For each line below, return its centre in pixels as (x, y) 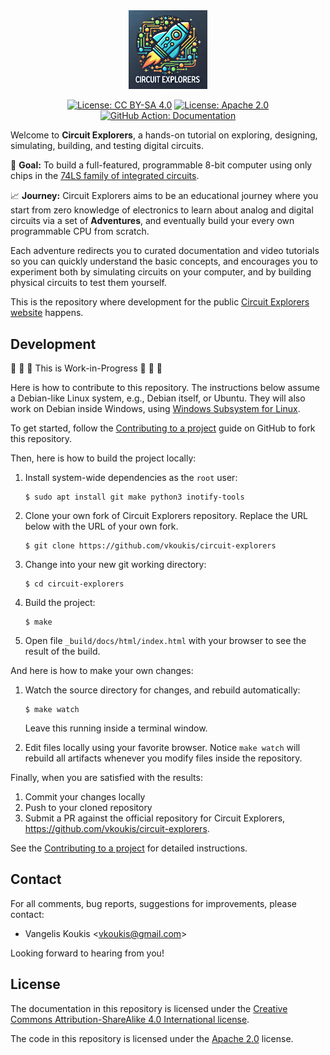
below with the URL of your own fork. (101, 526)
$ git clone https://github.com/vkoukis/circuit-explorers (150, 545)
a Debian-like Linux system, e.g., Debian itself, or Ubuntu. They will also (158, 398)
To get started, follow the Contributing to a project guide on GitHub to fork (163, 428)
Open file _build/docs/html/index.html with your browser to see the (165, 640)
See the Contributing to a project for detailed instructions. (129, 848)
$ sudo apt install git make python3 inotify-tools (134, 497)
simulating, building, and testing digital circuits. (107, 146)
